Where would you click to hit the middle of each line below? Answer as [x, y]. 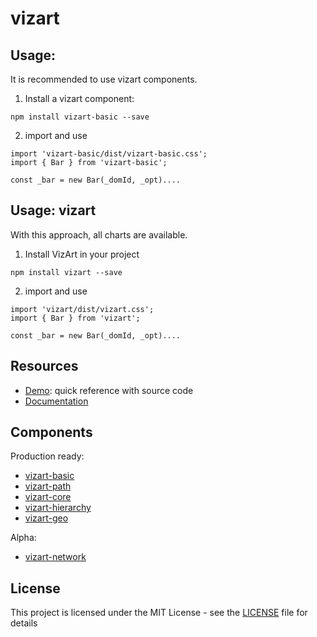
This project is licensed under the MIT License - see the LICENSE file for [159, 613]
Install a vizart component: [79, 98]
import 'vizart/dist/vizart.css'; [82, 309]
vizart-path [48, 486]
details [24, 623]
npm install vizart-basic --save [80, 117]
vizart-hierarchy [58, 508]
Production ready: [47, 456]
